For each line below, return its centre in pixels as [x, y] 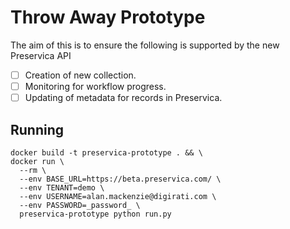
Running [37, 129]
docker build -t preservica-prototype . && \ [106, 152]
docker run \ [37, 161]
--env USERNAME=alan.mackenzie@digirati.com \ [118, 196]
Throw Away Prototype [108, 17]
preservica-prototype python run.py [95, 214]
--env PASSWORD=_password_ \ [80, 205]
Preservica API [41, 55]
